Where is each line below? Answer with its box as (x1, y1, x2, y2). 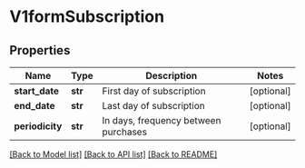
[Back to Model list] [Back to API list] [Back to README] (9, 149, 218, 160)
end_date (14, 100, 56, 112)
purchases (102, 125, 148, 138)
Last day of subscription (102, 100, 206, 112)
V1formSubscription (9, 6, 165, 27)
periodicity (14, 120, 63, 133)
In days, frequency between (102, 114, 221, 126)
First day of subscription (102, 84, 206, 97)
